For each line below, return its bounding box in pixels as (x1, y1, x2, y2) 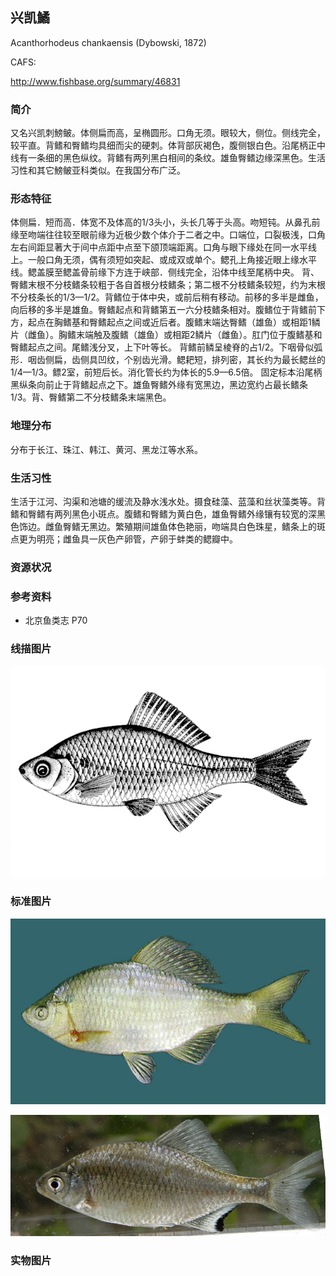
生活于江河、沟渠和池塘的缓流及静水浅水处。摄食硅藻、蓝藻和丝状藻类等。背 (10, 496, 326, 507)
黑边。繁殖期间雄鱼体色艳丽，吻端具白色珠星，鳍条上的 (88, 521, 317, 532)
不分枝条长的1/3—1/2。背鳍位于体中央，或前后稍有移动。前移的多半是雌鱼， (10, 291, 324, 303)
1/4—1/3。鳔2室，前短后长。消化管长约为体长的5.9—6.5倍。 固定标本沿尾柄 (10, 366, 323, 378)
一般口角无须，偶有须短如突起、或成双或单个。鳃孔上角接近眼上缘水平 (27, 254, 317, 266)
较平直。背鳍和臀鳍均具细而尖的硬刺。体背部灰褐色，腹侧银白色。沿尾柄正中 (10, 139, 326, 152)
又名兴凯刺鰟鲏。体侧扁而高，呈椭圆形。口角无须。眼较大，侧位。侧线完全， (10, 127, 326, 139)
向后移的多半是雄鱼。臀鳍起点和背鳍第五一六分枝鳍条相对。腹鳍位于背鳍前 (10, 304, 317, 316)
